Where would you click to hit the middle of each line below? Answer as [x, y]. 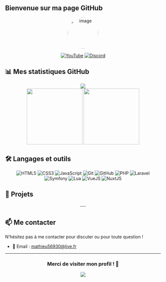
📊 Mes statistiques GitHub [47, 72]
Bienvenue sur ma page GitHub [54, 8]
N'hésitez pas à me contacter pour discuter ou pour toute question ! [74, 237]
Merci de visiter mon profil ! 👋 [83, 264]
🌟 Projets [19, 194]
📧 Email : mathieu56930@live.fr [44, 247]
